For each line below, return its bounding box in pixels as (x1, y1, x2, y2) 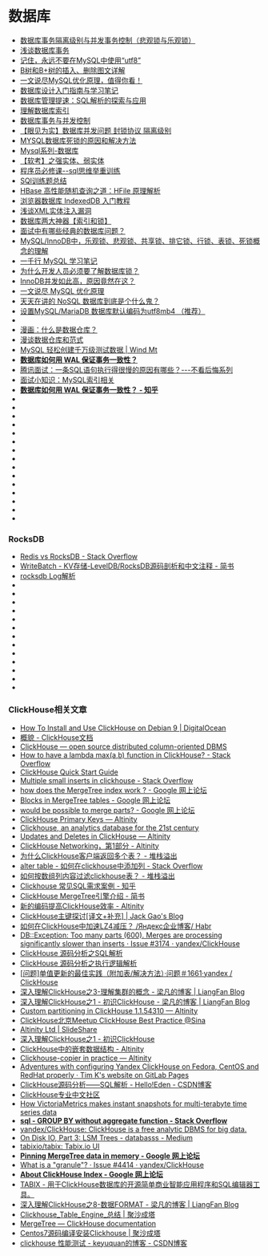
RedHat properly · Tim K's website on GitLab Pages (19, 1070, 190, 1079)
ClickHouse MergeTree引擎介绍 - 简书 (19, 891, 146, 900)
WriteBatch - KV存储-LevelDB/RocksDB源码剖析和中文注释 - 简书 (19, 561, 234, 571)
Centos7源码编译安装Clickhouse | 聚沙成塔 (19, 1228, 162, 1238)
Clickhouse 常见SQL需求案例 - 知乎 (19, 880, 136, 891)
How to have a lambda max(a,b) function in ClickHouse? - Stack (19, 750, 231, 759)
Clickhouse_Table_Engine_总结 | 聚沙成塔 (19, 1209, 156, 1219)
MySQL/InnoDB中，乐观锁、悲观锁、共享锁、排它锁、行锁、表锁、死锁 (19, 236, 254, 246)
